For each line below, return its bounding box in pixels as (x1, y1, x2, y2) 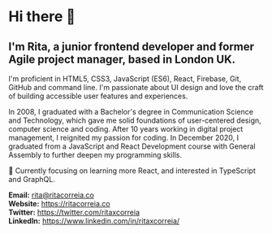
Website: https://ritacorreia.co (8, 199, 111, 208)
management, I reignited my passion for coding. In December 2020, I (8, 133, 240, 142)
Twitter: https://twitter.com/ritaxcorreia (8, 207, 140, 217)
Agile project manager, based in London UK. (8, 52, 236, 66)
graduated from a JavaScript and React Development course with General (8, 141, 256, 151)
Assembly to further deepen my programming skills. (8, 150, 183, 159)
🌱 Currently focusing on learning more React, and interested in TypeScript (8, 166, 256, 175)
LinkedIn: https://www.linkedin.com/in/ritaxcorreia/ (8, 216, 180, 226)
